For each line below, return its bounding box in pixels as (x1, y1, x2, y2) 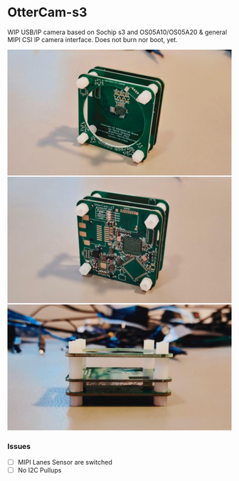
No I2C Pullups (17, 465, 62, 474)
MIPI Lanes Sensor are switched (17, 458, 112, 466)
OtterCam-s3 (7, 4, 87, 21)
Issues (7, 442, 31, 452)
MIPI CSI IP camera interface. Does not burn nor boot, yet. (7, 35, 178, 43)
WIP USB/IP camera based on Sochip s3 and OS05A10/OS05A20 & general (7, 28, 228, 36)
